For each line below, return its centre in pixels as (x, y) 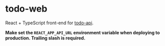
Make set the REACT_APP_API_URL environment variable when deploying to (82, 32)
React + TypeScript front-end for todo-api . (49, 23)
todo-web (26, 9)
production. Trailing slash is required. (45, 38)
